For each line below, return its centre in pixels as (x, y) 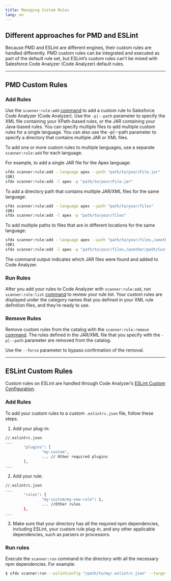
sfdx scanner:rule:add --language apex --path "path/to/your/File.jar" (83, 172)
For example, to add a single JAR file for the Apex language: (68, 163)
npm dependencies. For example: (40, 564)
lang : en (15, 15)
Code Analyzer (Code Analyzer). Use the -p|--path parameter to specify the (85, 116)
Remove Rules (23, 318)
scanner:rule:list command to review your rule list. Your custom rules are (84, 294)
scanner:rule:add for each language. (44, 153)
